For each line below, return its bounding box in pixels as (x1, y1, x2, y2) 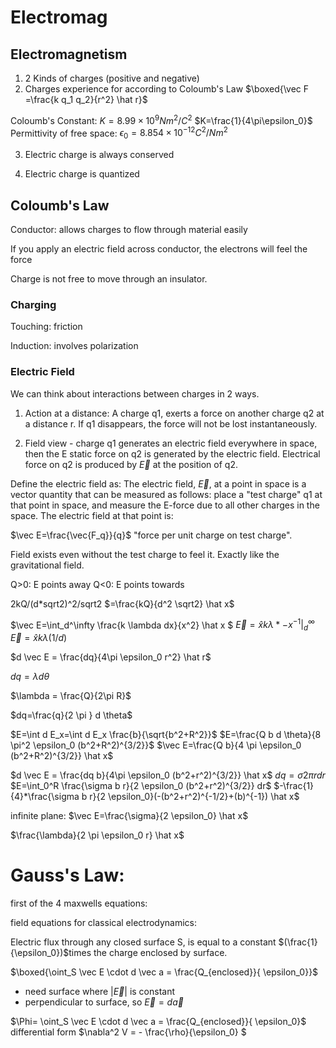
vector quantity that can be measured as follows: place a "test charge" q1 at (10, 488, 323, 500)
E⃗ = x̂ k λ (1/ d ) (10, 631, 68, 643)
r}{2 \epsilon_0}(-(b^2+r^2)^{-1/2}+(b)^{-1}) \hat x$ (89, 790, 300, 802)
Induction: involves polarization (10, 340, 139, 352)
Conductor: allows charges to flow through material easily (10, 223, 248, 235)
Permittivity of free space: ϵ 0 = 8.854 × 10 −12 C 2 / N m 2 (10, 125, 228, 141)
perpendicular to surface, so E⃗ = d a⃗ (24, 996, 184, 1008)
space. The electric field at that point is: (10, 509, 174, 521)
